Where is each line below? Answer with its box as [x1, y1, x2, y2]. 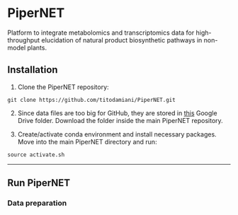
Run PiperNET [7, 177, 71, 189]
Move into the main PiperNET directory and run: [17, 137, 157, 146]
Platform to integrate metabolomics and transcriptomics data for [7, 28, 195, 37]
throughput [7, 35, 40, 44]
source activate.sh [7, 151, 65, 158]
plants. [27, 43, 47, 52]
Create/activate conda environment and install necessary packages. [17, 129, 217, 139]
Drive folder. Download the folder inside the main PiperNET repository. [17, 116, 223, 124]
